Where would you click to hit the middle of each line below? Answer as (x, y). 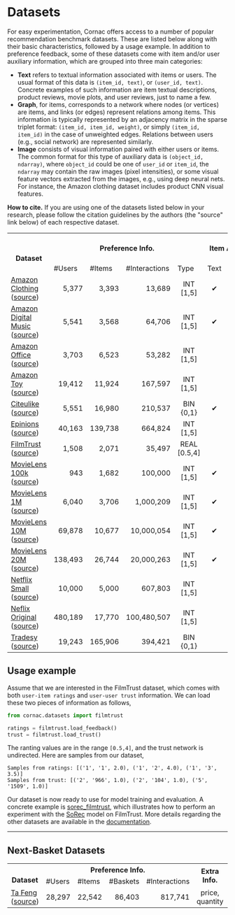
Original (24, 617)
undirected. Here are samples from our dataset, (76, 756)
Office (21, 355)
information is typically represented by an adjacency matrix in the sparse (122, 119)
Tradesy (24, 637)
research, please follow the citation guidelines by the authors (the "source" (115, 215)
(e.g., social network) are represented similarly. (85, 141)
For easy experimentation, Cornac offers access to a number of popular (111, 31)
